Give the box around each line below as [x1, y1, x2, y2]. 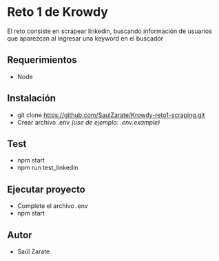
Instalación [7, 92, 56, 104]
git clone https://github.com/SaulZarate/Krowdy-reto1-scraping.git [17, 111, 205, 119]
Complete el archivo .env [17, 202, 88, 210]
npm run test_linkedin [17, 163, 79, 172]
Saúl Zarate [17, 247, 50, 255]
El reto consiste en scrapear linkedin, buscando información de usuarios [7, 27, 212, 35]
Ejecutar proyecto [7, 183, 86, 195]
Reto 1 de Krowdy [7, 4, 109, 20]
